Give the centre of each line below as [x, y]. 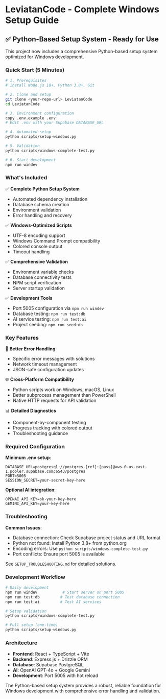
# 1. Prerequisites [26, 81]
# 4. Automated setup [28, 132]
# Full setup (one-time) [32, 625]
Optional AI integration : [31, 490]
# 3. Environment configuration [40, 113]
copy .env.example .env [31, 118]
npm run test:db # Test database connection [63, 597]
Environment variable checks [43, 272]
